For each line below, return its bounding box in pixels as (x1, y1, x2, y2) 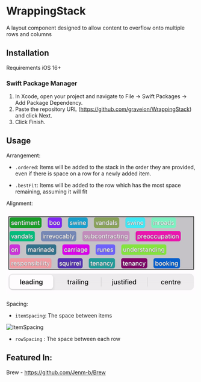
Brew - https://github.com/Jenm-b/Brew (6, 369, 107, 376)
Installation (6, 48, 49, 58)
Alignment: (6, 199, 33, 207)
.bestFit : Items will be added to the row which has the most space (14, 181, 181, 189)
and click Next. (14, 112, 52, 119)
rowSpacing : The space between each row (14, 335, 121, 342)
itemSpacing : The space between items (14, 312, 113, 319)
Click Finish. (14, 119, 46, 126)
